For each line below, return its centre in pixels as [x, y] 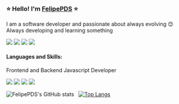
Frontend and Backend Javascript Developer [62, 70]
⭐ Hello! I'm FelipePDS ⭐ [42, 8]
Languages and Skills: [34, 57]
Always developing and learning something [59, 31]
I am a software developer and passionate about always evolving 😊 [90, 24]
